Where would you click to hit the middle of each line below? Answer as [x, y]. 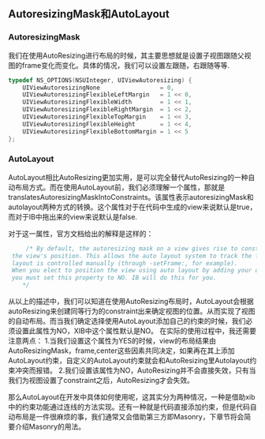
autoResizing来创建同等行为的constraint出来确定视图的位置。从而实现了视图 [132, 311]
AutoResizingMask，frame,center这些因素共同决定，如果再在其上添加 [121, 351]
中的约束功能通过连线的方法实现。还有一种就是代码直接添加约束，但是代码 [129, 407]
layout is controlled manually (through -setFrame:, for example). [125, 263]
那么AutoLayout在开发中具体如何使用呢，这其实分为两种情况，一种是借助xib [132, 397]
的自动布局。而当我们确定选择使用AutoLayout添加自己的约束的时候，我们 [127, 321]
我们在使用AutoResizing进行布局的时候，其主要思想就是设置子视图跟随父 [126, 55]
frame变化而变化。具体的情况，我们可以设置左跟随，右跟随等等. [126, 65]
